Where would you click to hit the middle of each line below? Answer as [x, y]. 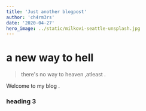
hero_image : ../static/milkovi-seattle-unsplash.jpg [73, 28]
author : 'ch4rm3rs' [31, 17]
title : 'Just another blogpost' [46, 12]
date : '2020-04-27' [31, 23]
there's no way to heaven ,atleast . [63, 75]
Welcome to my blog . [33, 86]
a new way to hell [50, 58]
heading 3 [21, 101]
